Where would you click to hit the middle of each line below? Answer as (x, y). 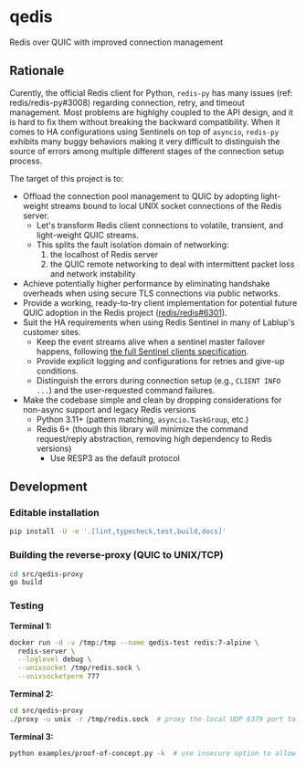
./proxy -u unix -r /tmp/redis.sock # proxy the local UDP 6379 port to (153, 719)
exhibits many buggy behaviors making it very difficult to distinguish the (145, 141)
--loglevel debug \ (55, 659)
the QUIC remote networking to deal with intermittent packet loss (172, 264)
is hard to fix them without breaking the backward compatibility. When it (145, 121)
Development (49, 487)
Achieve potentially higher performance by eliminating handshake (146, 283)
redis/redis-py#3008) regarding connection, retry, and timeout (127, 102)
